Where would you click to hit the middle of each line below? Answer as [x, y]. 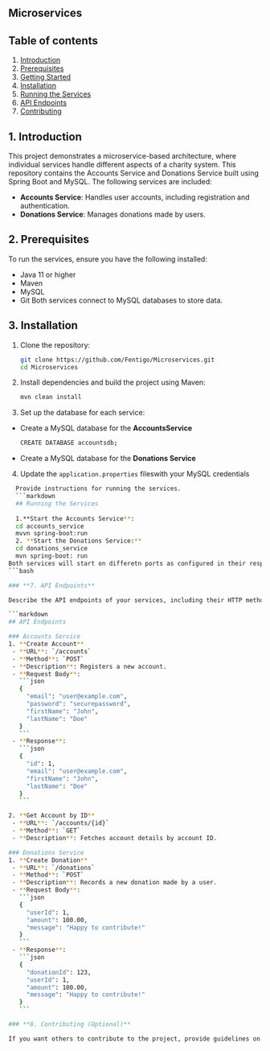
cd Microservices [49, 367]
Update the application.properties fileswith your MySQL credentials [135, 474]
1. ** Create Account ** [46, 644]
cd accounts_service [50, 526]
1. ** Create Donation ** [48, 860]
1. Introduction [45, 136]
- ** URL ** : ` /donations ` [53, 868]
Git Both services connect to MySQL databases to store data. [121, 300]
